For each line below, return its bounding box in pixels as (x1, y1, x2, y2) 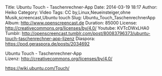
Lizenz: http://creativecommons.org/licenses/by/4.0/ (5, 56, 112, 61)
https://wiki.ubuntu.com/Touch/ (5, 65, 70, 71)
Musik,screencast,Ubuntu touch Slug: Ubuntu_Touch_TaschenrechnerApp (5, 15, 156, 20)
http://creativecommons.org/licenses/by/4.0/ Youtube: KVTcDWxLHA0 (5, 25, 150, 31)
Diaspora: (75, 36, 96, 41)
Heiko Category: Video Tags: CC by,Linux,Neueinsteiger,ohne (5, 9, 131, 15)
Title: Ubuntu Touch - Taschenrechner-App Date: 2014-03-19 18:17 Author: (5, 4, 158, 10)
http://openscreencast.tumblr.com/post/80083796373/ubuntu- (21, 31, 151, 36)
